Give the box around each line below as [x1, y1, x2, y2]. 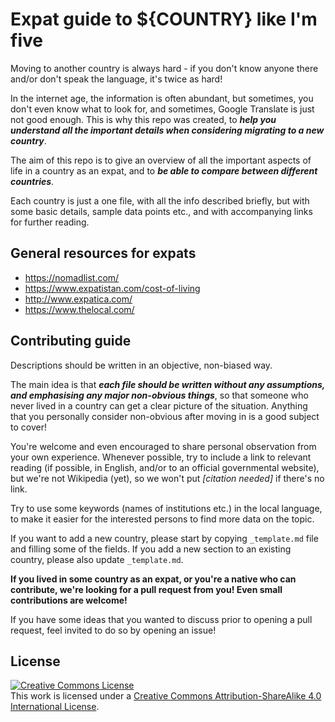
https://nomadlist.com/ [24, 271, 120, 283]
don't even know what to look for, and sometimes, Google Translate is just [10, 103, 315, 115]
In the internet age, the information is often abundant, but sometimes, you [10, 92, 314, 104]
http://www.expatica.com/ [24, 293, 133, 305]
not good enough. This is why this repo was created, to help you [10, 113, 277, 125]
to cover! [10, 421, 47, 433]
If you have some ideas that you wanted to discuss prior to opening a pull [10, 613, 313, 625]
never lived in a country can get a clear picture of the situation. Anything [10, 399, 308, 412]
